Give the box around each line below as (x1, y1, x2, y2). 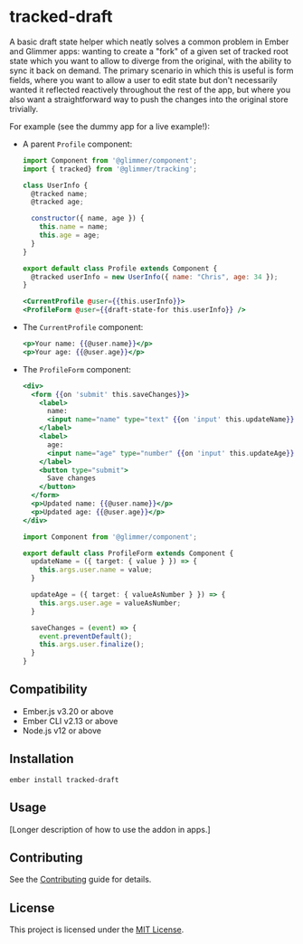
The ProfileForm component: (22, 363, 131, 374)
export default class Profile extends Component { (22, 264, 218, 273)
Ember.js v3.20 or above (22, 705, 114, 716)
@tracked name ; (31, 189, 89, 198)
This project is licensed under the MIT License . (9, 924, 185, 935)
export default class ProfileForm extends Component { (22, 549, 234, 558)
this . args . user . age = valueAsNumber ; (39, 599, 182, 608)
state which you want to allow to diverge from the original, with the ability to (9, 55, 292, 66)
